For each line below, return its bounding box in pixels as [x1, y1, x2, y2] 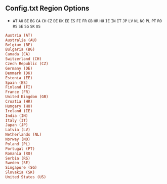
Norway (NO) [5, 137, 30, 142]
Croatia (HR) [5, 99, 33, 104]
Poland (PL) [5, 141, 30, 146]
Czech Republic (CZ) [5, 61, 49, 67]
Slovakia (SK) [5, 170, 35, 175]
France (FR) [5, 89, 30, 95]
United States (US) [5, 175, 47, 180]
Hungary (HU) [5, 104, 33, 109]
